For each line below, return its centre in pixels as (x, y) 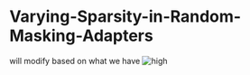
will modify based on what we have (75, 61)
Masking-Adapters (81, 36)
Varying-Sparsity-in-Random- (125, 17)
